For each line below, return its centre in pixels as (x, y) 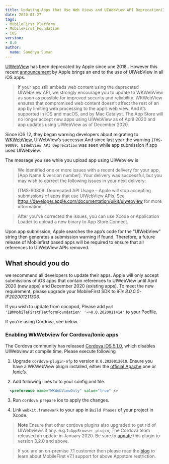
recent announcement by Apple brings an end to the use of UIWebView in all (84, 72)
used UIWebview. (23, 150)
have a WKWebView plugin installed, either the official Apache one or (84, 366)
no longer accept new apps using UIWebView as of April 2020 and (87, 119)
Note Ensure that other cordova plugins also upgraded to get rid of (87, 425)
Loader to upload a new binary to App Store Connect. (73, 221)
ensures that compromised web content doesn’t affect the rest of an (88, 103)
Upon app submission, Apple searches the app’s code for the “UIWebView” (83, 231)
